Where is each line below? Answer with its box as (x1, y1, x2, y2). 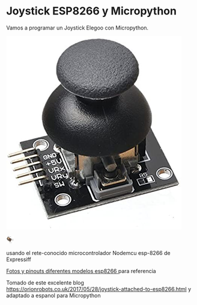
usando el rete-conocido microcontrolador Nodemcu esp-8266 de (6, 249, 171, 256)
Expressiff (6, 256, 31, 263)
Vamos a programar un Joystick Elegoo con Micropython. (6, 24, 149, 31)
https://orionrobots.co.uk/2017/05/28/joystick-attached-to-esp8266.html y (6, 285, 192, 292)
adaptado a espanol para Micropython (6, 292, 101, 299)
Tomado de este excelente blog (6, 279, 84, 286)
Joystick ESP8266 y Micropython (6, 4, 177, 18)
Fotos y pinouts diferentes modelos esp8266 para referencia (6, 267, 156, 274)
